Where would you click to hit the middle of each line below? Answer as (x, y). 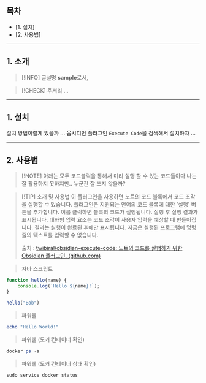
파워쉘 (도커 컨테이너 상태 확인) (59, 363)
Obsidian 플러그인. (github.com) (61, 256)
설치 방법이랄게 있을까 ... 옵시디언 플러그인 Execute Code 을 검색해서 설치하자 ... (101, 133)
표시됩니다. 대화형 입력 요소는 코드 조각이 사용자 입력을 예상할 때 (98, 220)
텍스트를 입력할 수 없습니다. (66, 235)
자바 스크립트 (37, 269)
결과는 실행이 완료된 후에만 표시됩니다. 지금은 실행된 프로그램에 (110, 227)
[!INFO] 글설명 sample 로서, (55, 77)
